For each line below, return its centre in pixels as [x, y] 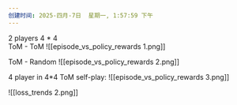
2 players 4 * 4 [33, 38]
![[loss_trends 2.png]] [43, 92]
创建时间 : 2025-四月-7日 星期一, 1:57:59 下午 [81, 15]
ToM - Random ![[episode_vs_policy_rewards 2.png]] [94, 62]
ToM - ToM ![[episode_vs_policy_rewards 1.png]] [87, 46]
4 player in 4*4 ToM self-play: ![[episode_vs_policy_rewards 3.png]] [119, 77]
